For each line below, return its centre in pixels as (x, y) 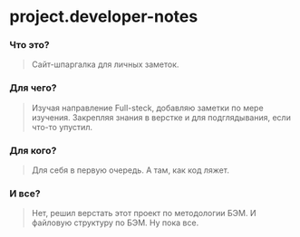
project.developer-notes (104, 17)
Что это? (29, 45)
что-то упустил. (62, 127)
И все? (25, 194)
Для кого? (33, 150)
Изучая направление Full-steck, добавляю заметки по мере (148, 108)
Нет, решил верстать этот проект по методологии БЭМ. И (144, 213)
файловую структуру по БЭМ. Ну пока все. (115, 223)
